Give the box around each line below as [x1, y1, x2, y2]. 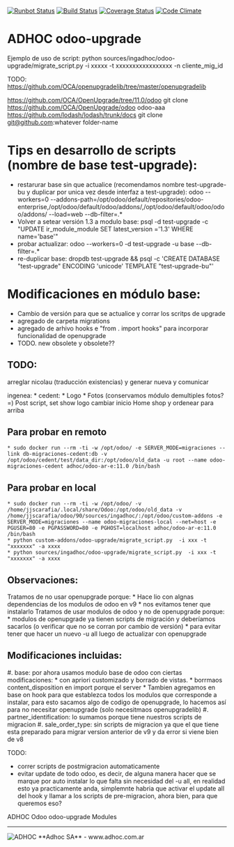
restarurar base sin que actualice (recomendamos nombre [17, 180, 185, 188]
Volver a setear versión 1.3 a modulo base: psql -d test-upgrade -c [17, 217, 209, 226]
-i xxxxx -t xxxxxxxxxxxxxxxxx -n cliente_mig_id [84, 61, 224, 70]
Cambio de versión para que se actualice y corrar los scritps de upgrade [17, 309, 226, 317]
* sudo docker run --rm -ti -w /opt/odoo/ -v [7, 501, 141, 508]
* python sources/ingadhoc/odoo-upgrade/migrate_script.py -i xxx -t [7, 549, 217, 556]
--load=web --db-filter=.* [48, 210, 123, 218]
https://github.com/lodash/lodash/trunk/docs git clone [7, 110, 163, 119]
